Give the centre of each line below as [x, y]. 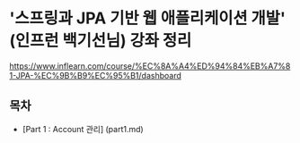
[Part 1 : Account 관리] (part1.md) [83, 129]
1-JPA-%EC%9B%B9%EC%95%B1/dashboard [96, 75]
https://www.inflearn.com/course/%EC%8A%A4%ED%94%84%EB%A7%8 [150, 66]
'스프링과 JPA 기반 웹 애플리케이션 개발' [147, 18]
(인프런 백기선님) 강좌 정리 [101, 41]
